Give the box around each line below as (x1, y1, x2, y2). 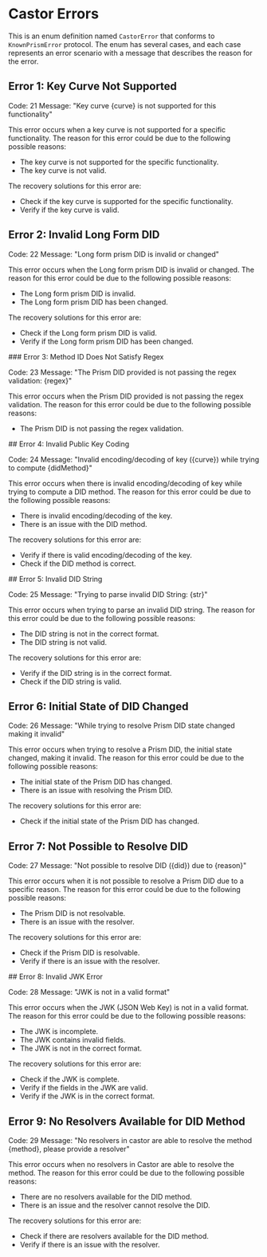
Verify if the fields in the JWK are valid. (19, 1083, 148, 1093)
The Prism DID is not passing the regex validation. (19, 423, 184, 433)
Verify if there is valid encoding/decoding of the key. (19, 550, 193, 560)
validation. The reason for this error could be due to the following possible (8, 399, 252, 409)
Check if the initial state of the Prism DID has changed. (19, 816, 200, 826)
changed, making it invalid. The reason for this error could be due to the (8, 753, 245, 763)
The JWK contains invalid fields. (19, 1035, 126, 1045)
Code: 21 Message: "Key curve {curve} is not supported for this (8, 100, 217, 110)
